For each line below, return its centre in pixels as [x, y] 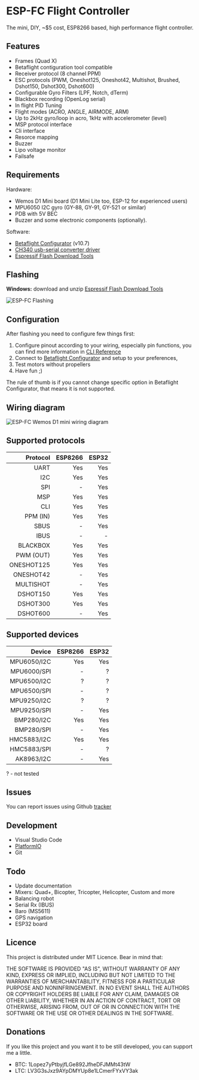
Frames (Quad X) [36, 60]
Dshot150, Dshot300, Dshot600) [54, 86]
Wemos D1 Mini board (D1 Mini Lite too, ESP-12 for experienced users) [101, 201]
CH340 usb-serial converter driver [57, 249]
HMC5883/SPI [30, 749]
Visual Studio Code [39, 840]
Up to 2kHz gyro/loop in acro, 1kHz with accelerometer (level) [91, 118]
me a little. [19, 1052]
